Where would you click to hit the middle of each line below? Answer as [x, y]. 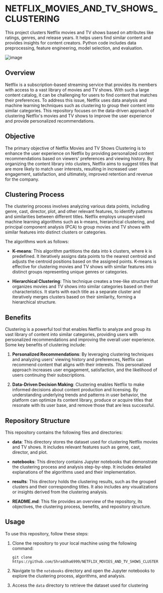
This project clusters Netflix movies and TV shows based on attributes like [80, 32]
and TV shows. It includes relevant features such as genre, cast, [76, 447]
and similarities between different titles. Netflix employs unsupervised [75, 217]
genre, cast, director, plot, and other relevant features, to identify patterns [79, 212]
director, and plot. [30, 452]
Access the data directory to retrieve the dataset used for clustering [80, 585]
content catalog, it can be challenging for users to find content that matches [81, 95]
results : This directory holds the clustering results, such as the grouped [84, 481]
